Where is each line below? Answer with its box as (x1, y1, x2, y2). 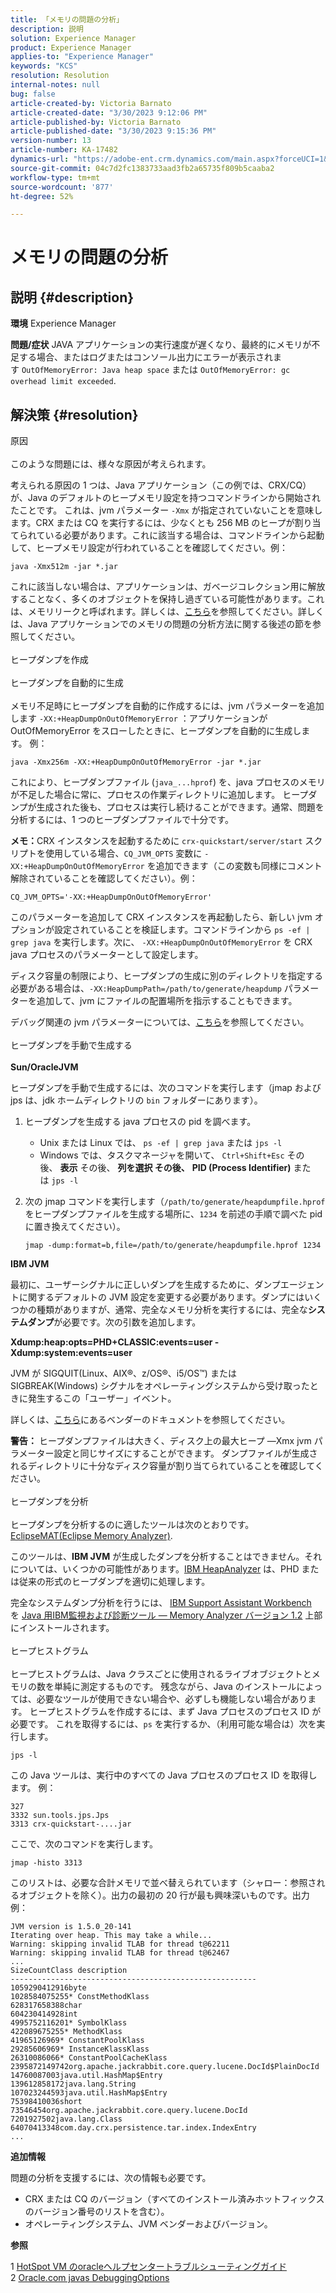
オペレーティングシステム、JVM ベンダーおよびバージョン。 (24, 2218, 273, 2230)
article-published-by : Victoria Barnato (10, 117, 182, 127)
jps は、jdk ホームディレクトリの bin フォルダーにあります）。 (10, 1094, 263, 1106)
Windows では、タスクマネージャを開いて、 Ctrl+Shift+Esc (39, 1149, 285, 1161)
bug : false (10, 89, 56, 99)
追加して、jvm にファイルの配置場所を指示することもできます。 (36, 995, 298, 1007)
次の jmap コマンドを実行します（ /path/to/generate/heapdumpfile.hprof (24, 1196, 326, 1208)
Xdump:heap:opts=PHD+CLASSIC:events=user (10, 1336, 213, 1348)
